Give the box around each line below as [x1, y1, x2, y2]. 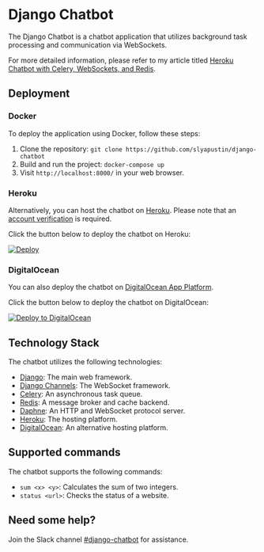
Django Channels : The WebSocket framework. [19, 381, 172, 390]
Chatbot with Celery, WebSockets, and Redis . [8, 63, 157, 73]
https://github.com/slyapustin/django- [125, 145, 257, 154]
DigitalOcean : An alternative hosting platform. [19, 423, 168, 432]
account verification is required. [8, 214, 112, 223]
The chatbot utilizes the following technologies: [8, 357, 163, 367]
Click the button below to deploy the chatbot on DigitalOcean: [8, 298, 209, 307]
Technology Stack [8, 336, 100, 349]
